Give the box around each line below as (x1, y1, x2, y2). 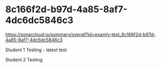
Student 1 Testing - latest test (5, 47, 67, 53)
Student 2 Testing (5, 56, 43, 62)
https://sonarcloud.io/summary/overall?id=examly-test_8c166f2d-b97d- (5, 31, 156, 37)
